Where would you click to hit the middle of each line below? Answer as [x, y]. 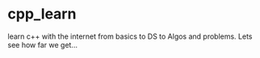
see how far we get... [43, 44]
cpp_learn [42, 14]
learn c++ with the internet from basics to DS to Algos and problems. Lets [130, 36]
